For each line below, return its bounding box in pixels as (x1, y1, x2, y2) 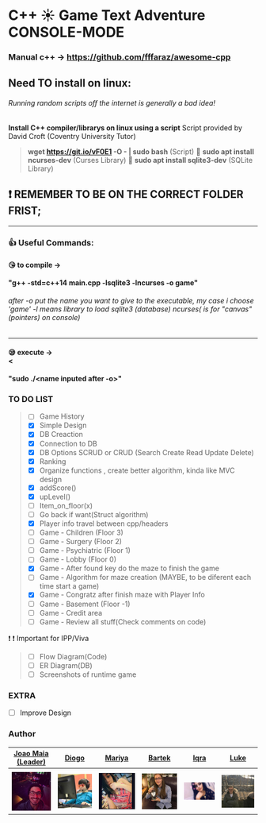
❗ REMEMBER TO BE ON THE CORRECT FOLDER (8, 187, 244, 201)
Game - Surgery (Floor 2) (39, 537, 123, 547)
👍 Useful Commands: (8, 238, 94, 249)
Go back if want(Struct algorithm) (39, 509, 149, 519)
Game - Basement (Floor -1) (39, 599, 131, 609)
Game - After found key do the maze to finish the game (39, 563, 220, 574)
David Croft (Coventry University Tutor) (8, 131, 136, 141)
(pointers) (8, 313, 41, 323)
